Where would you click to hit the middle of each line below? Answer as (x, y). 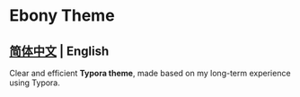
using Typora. (35, 83)
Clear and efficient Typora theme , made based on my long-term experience (150, 73)
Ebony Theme (62, 16)
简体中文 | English (59, 51)
